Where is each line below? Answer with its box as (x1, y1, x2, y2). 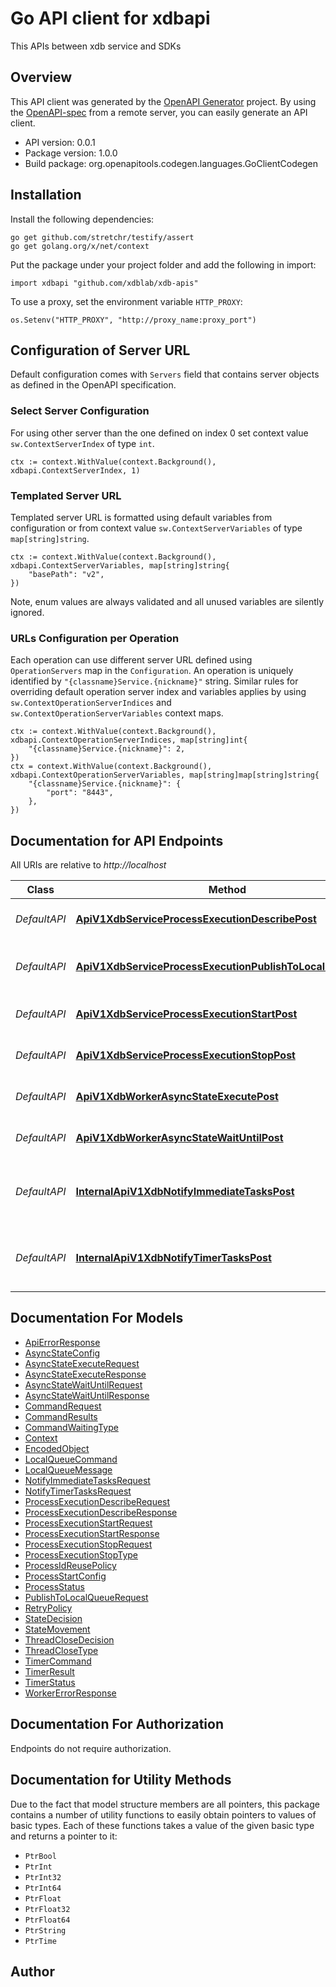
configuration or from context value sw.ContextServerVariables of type (10, 522, 303, 534)
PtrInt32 (24, 1872, 62, 1882)
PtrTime (24, 1936, 57, 1946)
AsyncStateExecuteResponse (24, 1368, 147, 1380)
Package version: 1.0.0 (24, 147, 118, 159)
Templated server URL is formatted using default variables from (10, 511, 273, 523)
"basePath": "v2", (28, 569, 105, 579)
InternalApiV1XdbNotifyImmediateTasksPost (75, 1185, 295, 1199)
